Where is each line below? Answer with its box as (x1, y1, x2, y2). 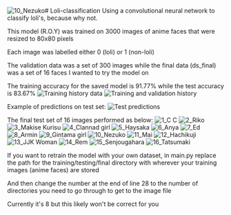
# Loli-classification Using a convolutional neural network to (44, 7, 215, 14)
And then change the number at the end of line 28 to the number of (7, 179, 199, 187)
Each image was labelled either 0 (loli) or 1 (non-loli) (7, 48, 155, 56)
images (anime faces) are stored (7, 166, 100, 174)
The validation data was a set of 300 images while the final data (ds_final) (7, 61, 217, 69)
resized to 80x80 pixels (7, 34, 74, 43)
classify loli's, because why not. (7, 14, 98, 22)
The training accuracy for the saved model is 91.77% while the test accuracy (7, 82, 224, 90)
